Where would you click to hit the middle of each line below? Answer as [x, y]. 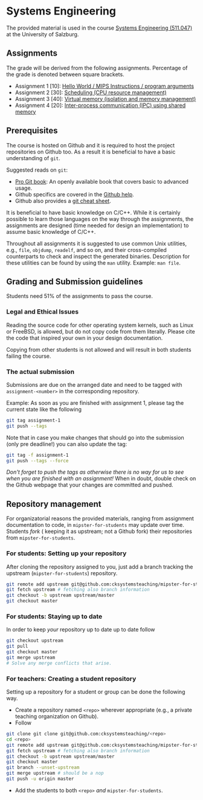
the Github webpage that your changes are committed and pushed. [90, 485]
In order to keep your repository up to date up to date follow [81, 630]
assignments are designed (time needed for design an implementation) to [98, 225]
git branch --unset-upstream [43, 768]
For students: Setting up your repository [66, 553]
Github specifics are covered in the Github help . [74, 194]
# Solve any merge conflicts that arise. [59, 663]
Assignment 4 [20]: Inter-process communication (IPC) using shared [100, 105]
